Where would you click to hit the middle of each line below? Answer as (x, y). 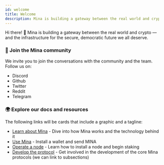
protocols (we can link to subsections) (51, 157)
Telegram (22, 96)
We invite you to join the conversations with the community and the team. (79, 61)
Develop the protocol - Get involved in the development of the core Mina (85, 152)
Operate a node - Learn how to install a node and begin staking (76, 146)
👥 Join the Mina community (38, 50)
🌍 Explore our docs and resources (47, 109)
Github (19, 81)
